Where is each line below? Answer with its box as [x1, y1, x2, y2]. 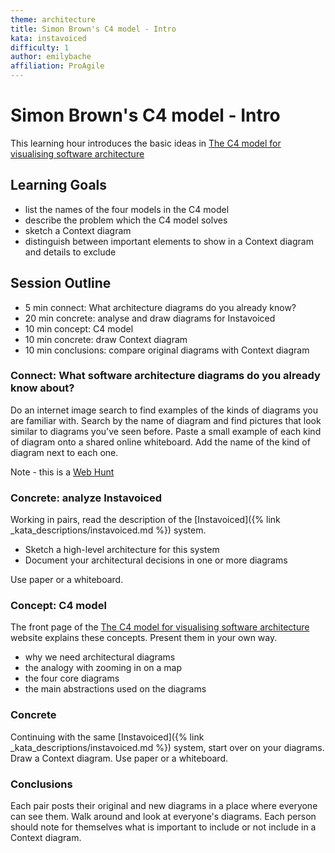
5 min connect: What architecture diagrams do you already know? [24, 301, 297, 313]
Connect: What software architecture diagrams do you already [10, 369, 321, 383]
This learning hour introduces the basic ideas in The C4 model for [10, 137, 282, 149]
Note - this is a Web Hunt [10, 466, 115, 478]
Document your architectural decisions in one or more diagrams [24, 554, 288, 566]
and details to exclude [24, 246, 117, 258]
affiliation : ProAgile [10, 61, 105, 71]
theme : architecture [10, 14, 97, 25]
